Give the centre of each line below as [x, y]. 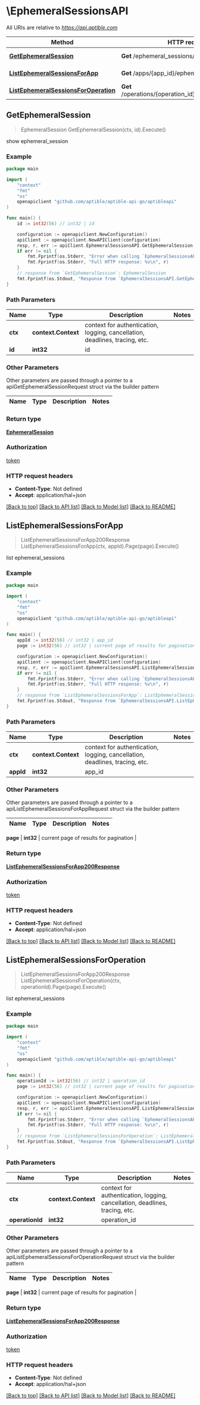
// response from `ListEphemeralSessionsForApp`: [80, 696]
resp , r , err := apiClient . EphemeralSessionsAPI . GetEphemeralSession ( [106, 246]
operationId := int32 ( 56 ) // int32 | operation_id [81, 1081]
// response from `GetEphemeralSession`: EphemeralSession [92, 273]
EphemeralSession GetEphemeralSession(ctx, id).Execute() [93, 129]
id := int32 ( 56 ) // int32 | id [56, 224]
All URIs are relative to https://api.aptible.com [62, 27]
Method [62, 42]
